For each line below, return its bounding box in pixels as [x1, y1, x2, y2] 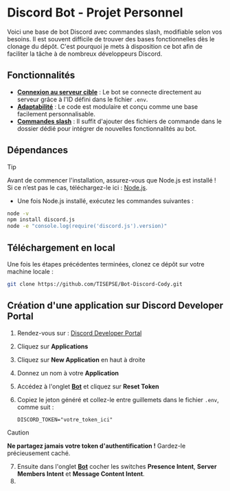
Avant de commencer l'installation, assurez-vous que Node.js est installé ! [7, 176, 216, 184]
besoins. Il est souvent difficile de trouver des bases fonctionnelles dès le [7, 34, 215, 43]
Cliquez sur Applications [16, 342, 89, 351]
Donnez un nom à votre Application [16, 368, 119, 377]
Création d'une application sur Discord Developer [7, 300, 224, 311]
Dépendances [7, 145, 69, 156]
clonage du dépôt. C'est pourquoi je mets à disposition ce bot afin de [7, 42, 203, 50]
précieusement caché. [7, 449, 71, 457]
